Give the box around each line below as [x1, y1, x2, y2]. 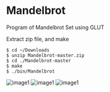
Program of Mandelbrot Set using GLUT [6, 24, 105, 31]
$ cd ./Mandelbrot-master [6, 57, 71, 64]
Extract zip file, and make [6, 35, 69, 42]
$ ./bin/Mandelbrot [6, 68, 55, 74]
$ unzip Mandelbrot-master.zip [6, 52, 85, 58]
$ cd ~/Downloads [6, 47, 50, 53]
